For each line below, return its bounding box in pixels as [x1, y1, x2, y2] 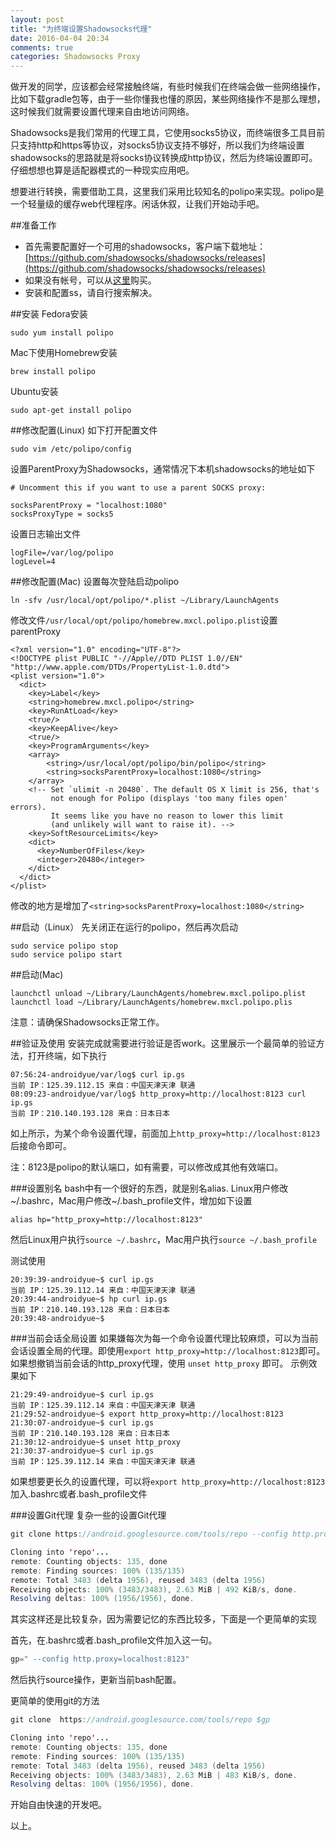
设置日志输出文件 [10, 528, 81, 540]
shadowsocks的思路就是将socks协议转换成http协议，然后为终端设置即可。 [10, 152, 318, 164]
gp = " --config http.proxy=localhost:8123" [10, 1654, 190, 1665]
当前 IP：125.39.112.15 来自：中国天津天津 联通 [10, 1081, 196, 1091]
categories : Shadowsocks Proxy [10, 52, 141, 62]
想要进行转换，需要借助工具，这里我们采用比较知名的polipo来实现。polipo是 [10, 186, 325, 198]
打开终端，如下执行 [27, 1050, 107, 1062]
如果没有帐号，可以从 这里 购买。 [24, 274, 157, 286]
